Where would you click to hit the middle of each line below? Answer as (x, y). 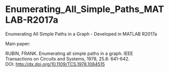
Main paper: (18, 43)
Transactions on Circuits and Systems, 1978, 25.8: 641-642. (67, 58)
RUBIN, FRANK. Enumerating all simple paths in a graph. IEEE (69, 53)
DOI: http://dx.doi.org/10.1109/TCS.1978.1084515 (55, 64)
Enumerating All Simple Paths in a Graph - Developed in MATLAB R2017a (81, 34)
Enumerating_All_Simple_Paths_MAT (85, 9)
